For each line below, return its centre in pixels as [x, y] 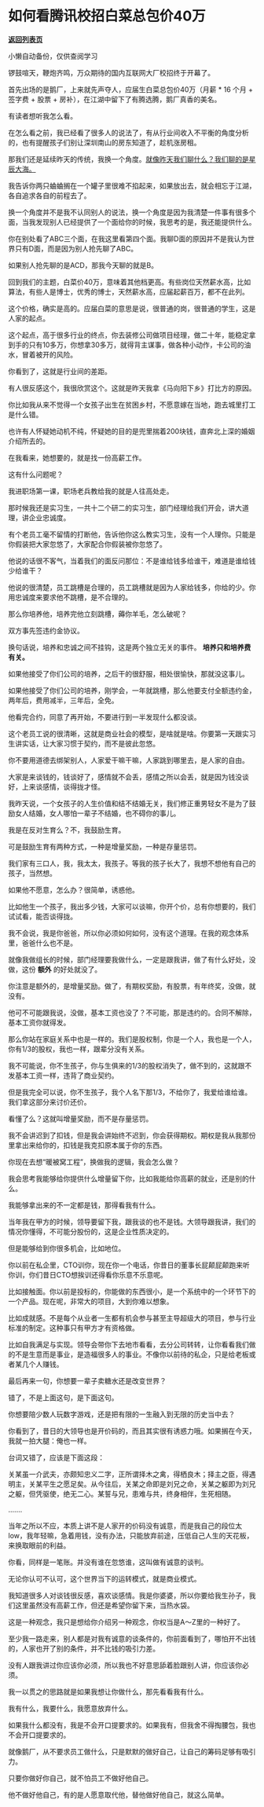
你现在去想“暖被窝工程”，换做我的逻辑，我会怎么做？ [94, 1162]
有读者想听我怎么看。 [42, 115]
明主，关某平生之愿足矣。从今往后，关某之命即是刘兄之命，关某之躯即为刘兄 [132, 1484]
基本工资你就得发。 [39, 1022]
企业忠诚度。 [49, 517]
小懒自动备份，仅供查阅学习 [53, 56]
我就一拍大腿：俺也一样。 [49, 1440]
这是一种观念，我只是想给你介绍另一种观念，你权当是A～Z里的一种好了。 [126, 1622]
